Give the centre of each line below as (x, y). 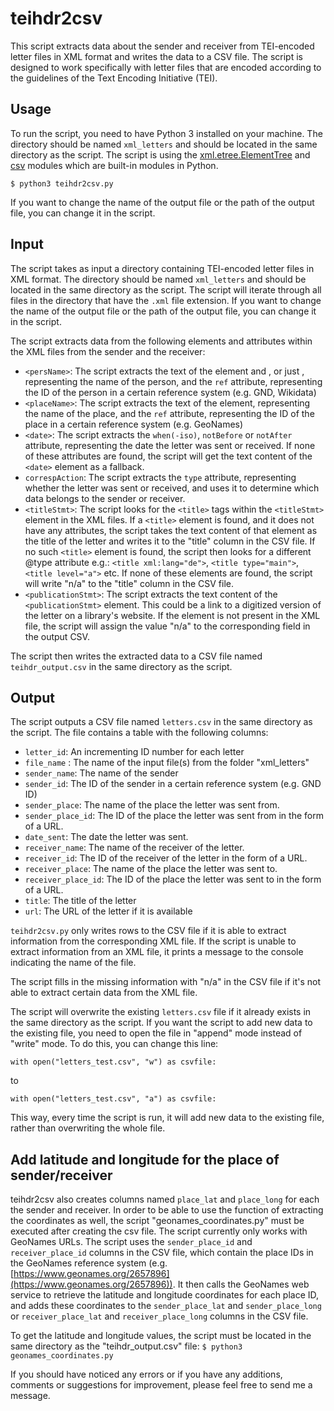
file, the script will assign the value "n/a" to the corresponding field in (167, 626)
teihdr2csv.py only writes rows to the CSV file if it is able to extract (148, 931)
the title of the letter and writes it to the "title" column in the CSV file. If (170, 541)
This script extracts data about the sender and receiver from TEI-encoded (162, 46)
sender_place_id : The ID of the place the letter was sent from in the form (174, 816)
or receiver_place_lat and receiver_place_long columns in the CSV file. (159, 1316)
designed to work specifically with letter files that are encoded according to (166, 67)
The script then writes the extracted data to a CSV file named (136, 656)
